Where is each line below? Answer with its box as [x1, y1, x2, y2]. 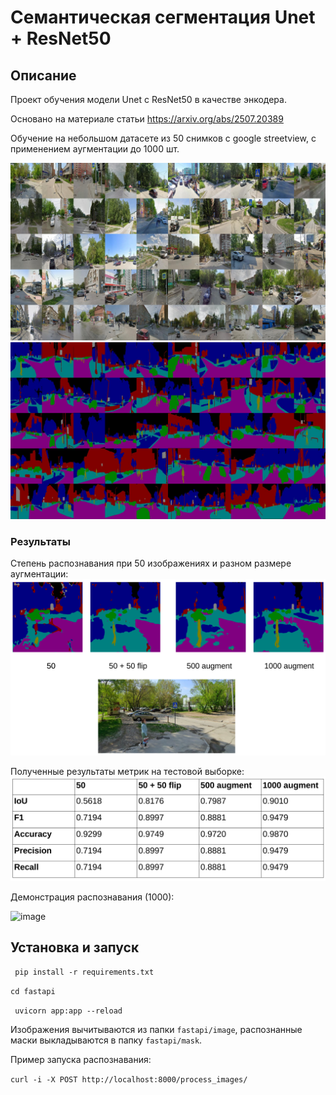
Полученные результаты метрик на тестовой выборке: [10, 765, 245, 777]
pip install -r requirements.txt [14, 967, 155, 978]
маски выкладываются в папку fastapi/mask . [10, 1034, 203, 1046]
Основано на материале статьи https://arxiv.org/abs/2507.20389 [10, 113, 284, 125]
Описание [10, 67, 77, 84]
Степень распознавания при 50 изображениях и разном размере [10, 557, 292, 570]
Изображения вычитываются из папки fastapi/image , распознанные [10, 1024, 303, 1036]
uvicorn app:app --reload [14, 1006, 123, 1016]
